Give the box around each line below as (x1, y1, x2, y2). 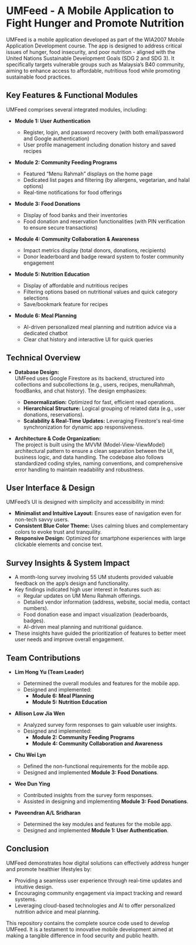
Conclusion (6, 844, 49, 854)
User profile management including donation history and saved (23, 141, 176, 148)
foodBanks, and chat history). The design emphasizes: (14, 387, 147, 394)
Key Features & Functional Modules (6, 90, 138, 100)
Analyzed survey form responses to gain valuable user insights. (23, 722, 177, 728)
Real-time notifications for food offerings (23, 189, 122, 196)
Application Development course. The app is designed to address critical (6, 42, 182, 49)
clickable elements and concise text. (14, 541, 103, 548)
